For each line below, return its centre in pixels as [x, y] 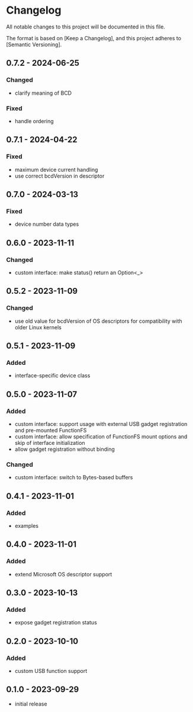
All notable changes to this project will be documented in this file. [86, 27]
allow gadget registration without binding [65, 449]
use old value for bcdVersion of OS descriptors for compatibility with [98, 321]
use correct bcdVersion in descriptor [59, 176]
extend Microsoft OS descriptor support [63, 574]
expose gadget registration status [56, 623]
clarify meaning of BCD [43, 93]
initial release [31, 704]
